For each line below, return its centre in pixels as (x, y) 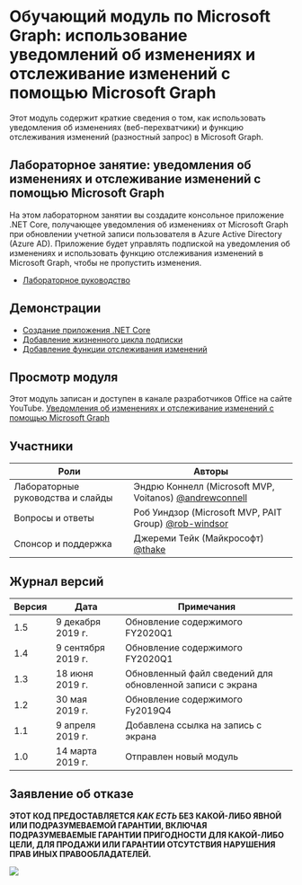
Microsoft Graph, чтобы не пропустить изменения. (106, 262)
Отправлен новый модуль (182, 757)
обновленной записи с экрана (191, 685)
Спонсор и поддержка (63, 544)
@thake (150, 550)
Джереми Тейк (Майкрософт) (199, 538)
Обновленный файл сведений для (199, 673)
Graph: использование (98, 35)
